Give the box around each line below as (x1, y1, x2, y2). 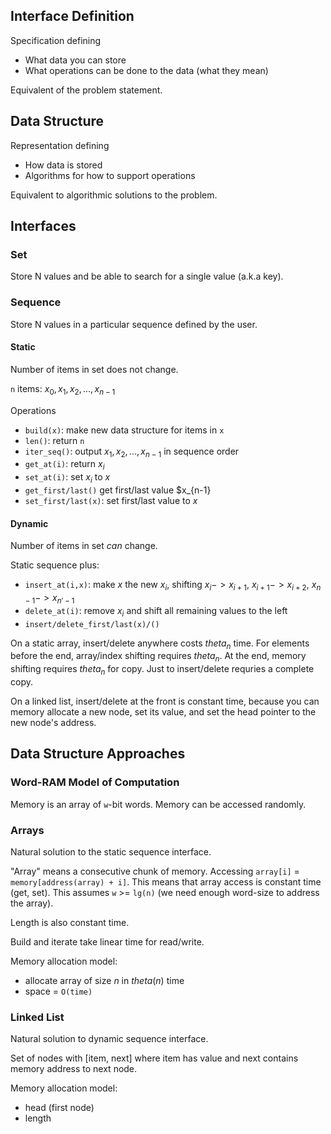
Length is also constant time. (10, 916, 130, 928)
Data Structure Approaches (10, 745, 186, 763)
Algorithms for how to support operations (24, 169, 196, 181)
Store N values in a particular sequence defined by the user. (10, 318, 258, 330)
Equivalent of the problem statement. (10, 84, 163, 96)
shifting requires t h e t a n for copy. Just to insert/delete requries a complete (10, 663, 315, 677)
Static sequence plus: (10, 559, 100, 571)
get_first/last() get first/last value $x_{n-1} (24, 484, 212, 496)
